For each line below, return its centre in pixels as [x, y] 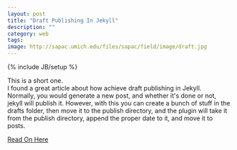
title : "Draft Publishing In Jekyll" [63, 21]
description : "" [31, 27]
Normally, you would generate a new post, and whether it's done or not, [112, 96]
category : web [28, 34]
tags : [15, 40]
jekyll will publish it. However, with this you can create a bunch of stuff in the [119, 103]
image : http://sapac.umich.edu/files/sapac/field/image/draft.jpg [107, 47]
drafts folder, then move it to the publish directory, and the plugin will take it [117, 111]
